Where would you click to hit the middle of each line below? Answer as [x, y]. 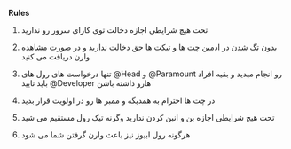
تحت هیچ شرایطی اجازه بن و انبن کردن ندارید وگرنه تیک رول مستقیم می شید [148, 118]
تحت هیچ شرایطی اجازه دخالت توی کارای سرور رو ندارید [114, 30]
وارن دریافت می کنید [55, 56]
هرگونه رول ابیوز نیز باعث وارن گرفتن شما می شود [106, 135]
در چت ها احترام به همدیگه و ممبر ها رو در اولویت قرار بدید [118, 100]
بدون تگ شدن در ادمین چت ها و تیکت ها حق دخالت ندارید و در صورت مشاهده [149, 47]
